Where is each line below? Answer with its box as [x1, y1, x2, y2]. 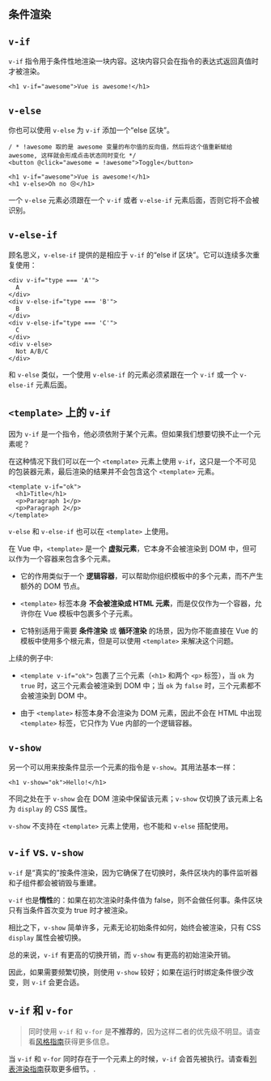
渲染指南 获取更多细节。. [15, 1064, 96, 1074]
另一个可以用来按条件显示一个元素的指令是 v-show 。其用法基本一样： [8, 762, 238, 773]
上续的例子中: [8, 652, 54, 663]
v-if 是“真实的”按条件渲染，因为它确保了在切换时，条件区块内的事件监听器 [8, 868, 258, 878]
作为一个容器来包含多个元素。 [15, 553, 115, 563]
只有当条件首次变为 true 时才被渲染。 [8, 906, 133, 915]
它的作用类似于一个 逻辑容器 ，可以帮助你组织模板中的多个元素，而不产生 [19, 571, 264, 580]
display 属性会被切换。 [8, 932, 87, 943]
